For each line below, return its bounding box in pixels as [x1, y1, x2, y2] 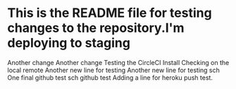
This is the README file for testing [7, 5, 213, 21]
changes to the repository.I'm [7, 20, 185, 36]
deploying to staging [7, 35, 130, 51]
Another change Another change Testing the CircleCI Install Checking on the [7, 58, 230, 66]
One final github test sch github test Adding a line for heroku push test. [7, 73, 213, 82]
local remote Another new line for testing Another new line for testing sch [7, 66, 221, 74]
